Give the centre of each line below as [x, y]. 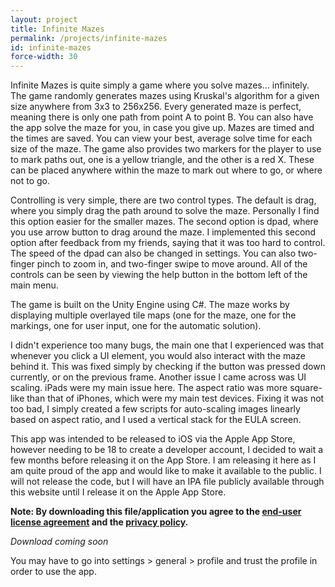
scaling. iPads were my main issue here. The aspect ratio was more [149, 388]
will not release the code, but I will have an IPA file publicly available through [167, 482]
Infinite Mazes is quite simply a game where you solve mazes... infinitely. [160, 85]
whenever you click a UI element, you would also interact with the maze [158, 356]
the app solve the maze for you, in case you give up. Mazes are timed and [162, 128]
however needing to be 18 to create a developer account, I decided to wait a [167, 450]
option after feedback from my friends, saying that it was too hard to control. [168, 243]
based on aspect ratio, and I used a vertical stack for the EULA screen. [156, 420]
